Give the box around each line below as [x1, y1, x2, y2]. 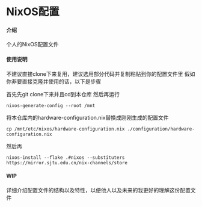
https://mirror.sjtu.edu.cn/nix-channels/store [6, 159, 128, 165]
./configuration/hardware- [127, 126, 195, 132]
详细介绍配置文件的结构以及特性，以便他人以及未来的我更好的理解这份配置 [6, 187, 191, 194]
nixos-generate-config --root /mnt [6, 102, 96, 108]
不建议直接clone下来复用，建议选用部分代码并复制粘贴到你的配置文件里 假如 [6, 70, 195, 78]
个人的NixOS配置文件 [6, 41, 59, 48]
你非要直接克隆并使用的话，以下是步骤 [6, 78, 101, 85]
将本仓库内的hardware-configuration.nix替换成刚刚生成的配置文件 [6, 114, 169, 121]
